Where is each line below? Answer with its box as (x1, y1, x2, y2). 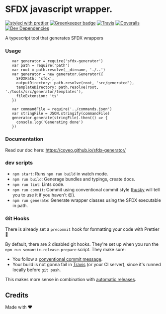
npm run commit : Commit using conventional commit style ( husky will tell (12, 186, 160, 192)
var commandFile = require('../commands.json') (11, 107, 112, 112)
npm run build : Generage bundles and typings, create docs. (12, 176, 135, 182)
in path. (12, 202, 28, 208)
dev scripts (5, 159, 33, 166)
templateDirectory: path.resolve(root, (16, 85, 99, 90)
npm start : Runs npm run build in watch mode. (12, 170, 108, 176)
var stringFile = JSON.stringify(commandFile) (11, 111, 110, 116)
